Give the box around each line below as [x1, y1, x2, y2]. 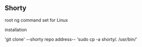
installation [4, 27, 27, 33]
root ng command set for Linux [4, 17, 68, 23]
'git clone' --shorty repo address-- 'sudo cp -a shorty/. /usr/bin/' [4, 36, 138, 42]
